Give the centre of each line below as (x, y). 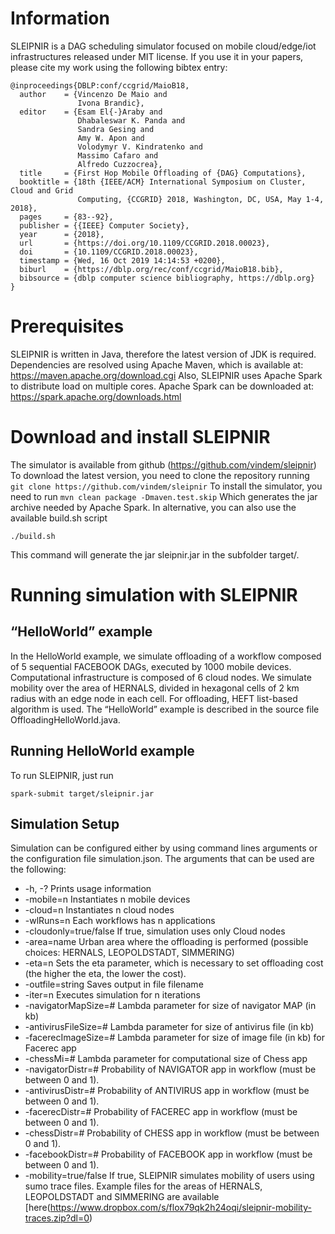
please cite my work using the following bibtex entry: (119, 67)
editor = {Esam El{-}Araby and (91, 112)
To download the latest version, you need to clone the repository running (160, 475)
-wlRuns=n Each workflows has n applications (120, 921)
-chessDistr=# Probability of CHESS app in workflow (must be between (172, 1133)
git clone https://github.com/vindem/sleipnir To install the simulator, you (166, 486)
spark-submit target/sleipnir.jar (82, 793)
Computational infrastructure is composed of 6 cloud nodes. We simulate (161, 677)
